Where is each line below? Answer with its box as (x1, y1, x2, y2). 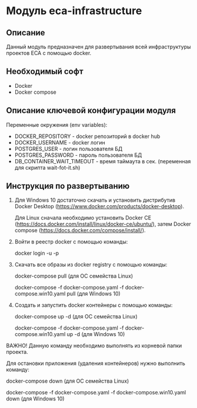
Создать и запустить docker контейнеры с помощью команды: (14, 302, 173, 309)
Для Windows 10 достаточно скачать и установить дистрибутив (14, 196, 175, 204)
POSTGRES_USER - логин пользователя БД (14, 145, 123, 152)
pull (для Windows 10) (66, 290, 121, 297)
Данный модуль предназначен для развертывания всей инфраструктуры (6, 43, 191, 50)
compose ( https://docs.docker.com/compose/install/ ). (14, 227, 146, 234)
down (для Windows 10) (6, 395, 65, 402)
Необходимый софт (6, 67, 84, 77)
